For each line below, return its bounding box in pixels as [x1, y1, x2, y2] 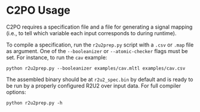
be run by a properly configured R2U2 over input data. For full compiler [6, 82, 181, 89]
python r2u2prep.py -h [6, 99, 63, 106]
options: [6, 88, 27, 95]
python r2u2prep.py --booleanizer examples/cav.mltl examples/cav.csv [6, 65, 186, 71]
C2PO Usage [6, 4, 70, 17]
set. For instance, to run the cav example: [6, 54, 107, 61]
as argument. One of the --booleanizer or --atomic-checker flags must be [6, 47, 188, 54]
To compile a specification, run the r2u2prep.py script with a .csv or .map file [6, 41, 194, 48]
